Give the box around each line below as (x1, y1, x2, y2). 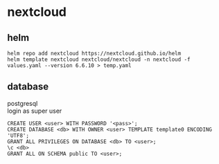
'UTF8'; (7, 132, 30, 139)
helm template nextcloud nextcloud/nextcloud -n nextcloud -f (7, 56, 191, 63)
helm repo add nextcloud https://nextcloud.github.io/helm (7, 50, 182, 57)
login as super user (7, 107, 62, 115)
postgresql (7, 99, 38, 107)
